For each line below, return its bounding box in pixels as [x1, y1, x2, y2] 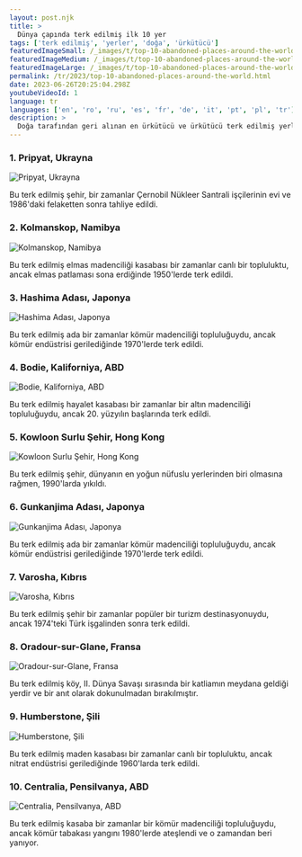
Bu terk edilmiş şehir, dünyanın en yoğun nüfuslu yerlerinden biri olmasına [9, 469, 283, 479]
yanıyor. [9, 837, 39, 848]
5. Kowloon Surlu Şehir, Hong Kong [9, 431, 165, 443]
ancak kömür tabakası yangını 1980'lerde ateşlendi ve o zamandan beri [9, 827, 272, 838]
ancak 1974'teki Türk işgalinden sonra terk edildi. [9, 618, 191, 629]
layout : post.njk [9, 13, 75, 22]
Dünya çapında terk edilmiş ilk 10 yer [17, 30, 167, 39]
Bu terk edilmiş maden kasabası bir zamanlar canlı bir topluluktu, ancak [9, 748, 272, 759]
